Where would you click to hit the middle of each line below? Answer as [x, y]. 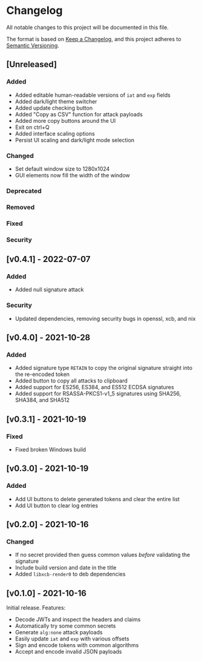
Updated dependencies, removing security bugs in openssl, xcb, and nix [105, 318]
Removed [21, 207]
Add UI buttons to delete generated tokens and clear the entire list [97, 499]
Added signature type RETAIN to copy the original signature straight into [103, 368]
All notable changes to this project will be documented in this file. [88, 27]
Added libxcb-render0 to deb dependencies [70, 574]
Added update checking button [54, 108]
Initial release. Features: [36, 608]
